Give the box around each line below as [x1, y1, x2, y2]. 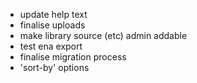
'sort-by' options [19, 62, 90, 73]
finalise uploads [19, 19, 86, 31]
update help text [19, 9, 88, 20]
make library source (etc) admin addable [19, 30, 188, 41]
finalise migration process [19, 51, 127, 63]
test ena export [19, 40, 83, 52]
